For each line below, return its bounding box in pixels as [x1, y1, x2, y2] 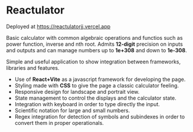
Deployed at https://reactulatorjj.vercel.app [6, 23, 111, 30]
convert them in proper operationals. [14, 119, 104, 126]
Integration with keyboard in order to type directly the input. [14, 100, 161, 107]
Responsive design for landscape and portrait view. [14, 88, 140, 95]
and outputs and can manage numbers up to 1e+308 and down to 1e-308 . [6, 46, 187, 53]
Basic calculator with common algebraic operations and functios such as [6, 34, 183, 41]
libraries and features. [6, 64, 60, 71]
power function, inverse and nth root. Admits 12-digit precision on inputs [6, 40, 183, 48]
